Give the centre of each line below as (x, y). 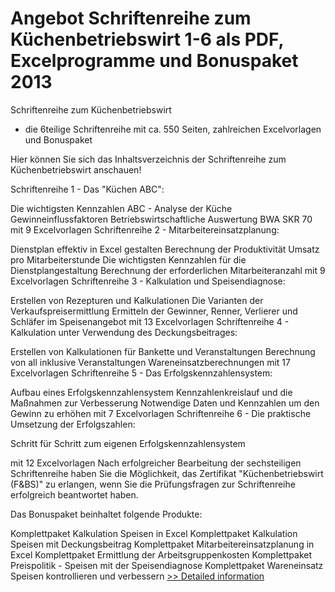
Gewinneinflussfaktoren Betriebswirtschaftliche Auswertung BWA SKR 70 (161, 219)
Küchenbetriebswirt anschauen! (76, 169)
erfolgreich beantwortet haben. (74, 494)
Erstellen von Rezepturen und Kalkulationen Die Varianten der (137, 300)
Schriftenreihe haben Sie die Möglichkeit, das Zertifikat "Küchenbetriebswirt (167, 473)
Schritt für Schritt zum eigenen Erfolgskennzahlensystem (128, 443)
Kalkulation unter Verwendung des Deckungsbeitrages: (124, 332)
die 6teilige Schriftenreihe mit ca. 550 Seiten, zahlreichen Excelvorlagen (173, 129)
